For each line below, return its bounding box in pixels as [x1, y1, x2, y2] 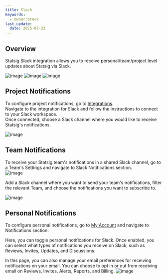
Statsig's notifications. [5, 121, 51, 127]
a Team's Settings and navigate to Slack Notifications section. [5, 164, 132, 170]
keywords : [5, 12, 26, 17]
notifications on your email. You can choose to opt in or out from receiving [5, 263, 158, 269]
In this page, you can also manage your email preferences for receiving [5, 257, 152, 263]
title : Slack [5, 7, 32, 12]
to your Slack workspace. [5, 111, 58, 117]
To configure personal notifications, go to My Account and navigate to [5, 222, 149, 228]
